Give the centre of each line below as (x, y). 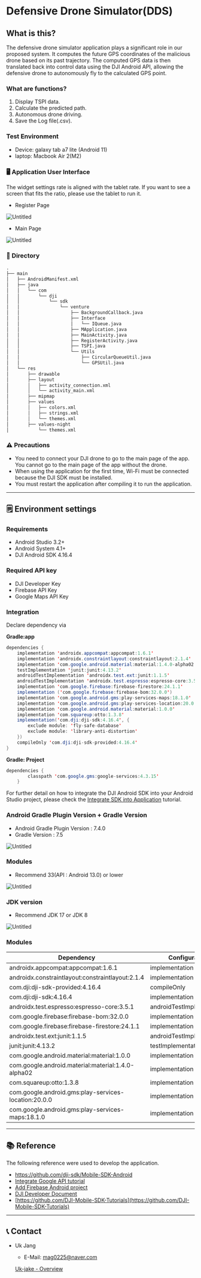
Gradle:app (20, 637)
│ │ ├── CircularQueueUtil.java (79, 357)
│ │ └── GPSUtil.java (65, 363)
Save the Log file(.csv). (43, 121)
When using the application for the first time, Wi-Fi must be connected (102, 471)
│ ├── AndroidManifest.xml (42, 279)
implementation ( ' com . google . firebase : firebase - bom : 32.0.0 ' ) (95, 692)
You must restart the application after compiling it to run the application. (103, 484)
